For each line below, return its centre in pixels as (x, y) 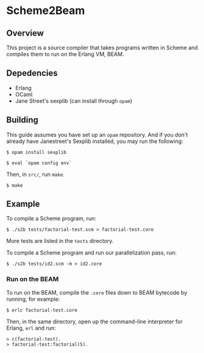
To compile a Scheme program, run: (51, 218)
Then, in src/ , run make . (36, 174)
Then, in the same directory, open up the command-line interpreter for (94, 321)
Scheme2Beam (46, 11)
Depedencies (32, 73)
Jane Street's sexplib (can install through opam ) (74, 100)
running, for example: (33, 299)
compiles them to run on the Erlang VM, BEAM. (65, 54)
